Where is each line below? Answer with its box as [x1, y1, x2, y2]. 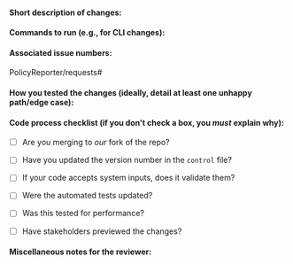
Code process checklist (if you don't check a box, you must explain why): [9, 117, 285, 128]
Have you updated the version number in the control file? [21, 155, 233, 166]
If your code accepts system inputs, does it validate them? [21, 173, 235, 183]
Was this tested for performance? [21, 208, 144, 219]
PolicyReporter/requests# [9, 67, 103, 78]
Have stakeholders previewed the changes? [21, 226, 182, 237]
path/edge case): [9, 97, 74, 107]
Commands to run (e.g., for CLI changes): [9, 27, 166, 38]
